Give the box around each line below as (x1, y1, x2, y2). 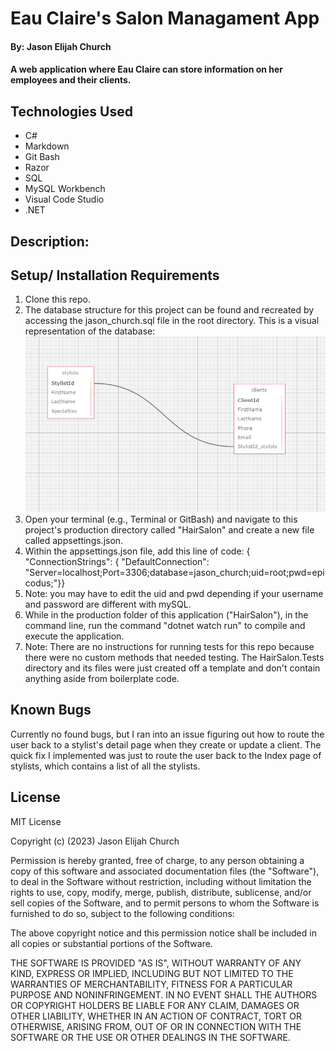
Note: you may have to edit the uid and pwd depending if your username (24, 587, 324, 599)
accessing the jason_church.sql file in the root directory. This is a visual (24, 315, 320, 327)
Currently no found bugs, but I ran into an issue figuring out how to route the (10, 728, 325, 740)
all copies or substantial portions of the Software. (10, 937, 213, 949)
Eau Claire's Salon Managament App (10, 7, 320, 30)
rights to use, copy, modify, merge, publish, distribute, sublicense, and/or (10, 886, 312, 898)
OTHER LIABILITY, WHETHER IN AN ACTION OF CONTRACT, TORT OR (10, 1010, 302, 1022)
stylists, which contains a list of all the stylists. (10, 760, 201, 772)
